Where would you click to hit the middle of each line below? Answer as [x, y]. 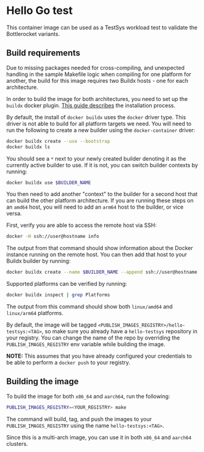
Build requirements [43, 53]
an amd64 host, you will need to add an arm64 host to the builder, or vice [95, 207]
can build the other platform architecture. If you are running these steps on [100, 201]
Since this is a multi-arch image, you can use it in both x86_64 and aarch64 [99, 437]
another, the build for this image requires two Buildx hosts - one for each [97, 80]
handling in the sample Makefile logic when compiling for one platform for [99, 74]
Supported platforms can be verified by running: [67, 284]
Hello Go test [40, 11]
